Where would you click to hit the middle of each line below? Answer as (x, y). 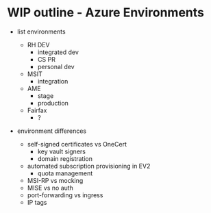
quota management (65, 173)
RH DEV (38, 45)
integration (53, 81)
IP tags (37, 202)
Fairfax (37, 110)
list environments (41, 32)
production (53, 103)
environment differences (52, 131)
